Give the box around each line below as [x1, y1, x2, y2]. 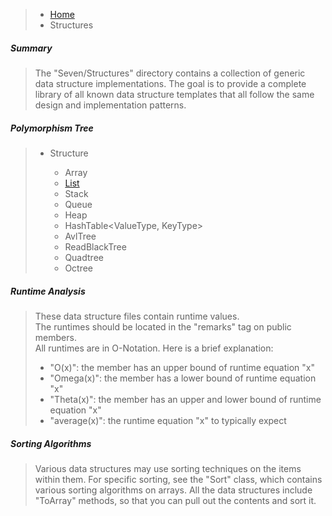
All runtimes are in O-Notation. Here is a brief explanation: [34, 342, 274, 354]
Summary [10, 42, 53, 54]
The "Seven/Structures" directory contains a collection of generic [34, 67, 306, 79]
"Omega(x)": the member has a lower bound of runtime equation [49, 372, 317, 384]
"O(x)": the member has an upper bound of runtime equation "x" [49, 361, 315, 373]
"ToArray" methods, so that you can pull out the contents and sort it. [34, 494, 317, 506]
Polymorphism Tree [10, 122, 94, 134]
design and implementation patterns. [34, 99, 187, 111]
